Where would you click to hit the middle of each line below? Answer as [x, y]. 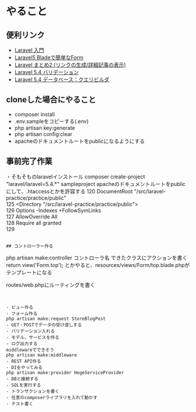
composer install [35, 114]
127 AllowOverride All [32, 217]
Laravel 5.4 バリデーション [47, 72]
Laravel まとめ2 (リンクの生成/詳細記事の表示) [70, 65]
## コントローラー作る [30, 246]
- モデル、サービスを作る [33, 337]
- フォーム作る [22, 313]
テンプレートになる [29, 272]
